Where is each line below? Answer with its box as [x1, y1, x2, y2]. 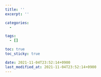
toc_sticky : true [5, 51, 40, 56]
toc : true [5, 47, 25, 52]
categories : [5, 20, 29, 25]
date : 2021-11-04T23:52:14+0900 [5, 60, 70, 65]
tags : [5, 33, 16, 39]
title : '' [5, 7, 25, 12]
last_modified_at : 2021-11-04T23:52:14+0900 [5, 64, 97, 69]
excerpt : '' [5, 12, 29, 16]
